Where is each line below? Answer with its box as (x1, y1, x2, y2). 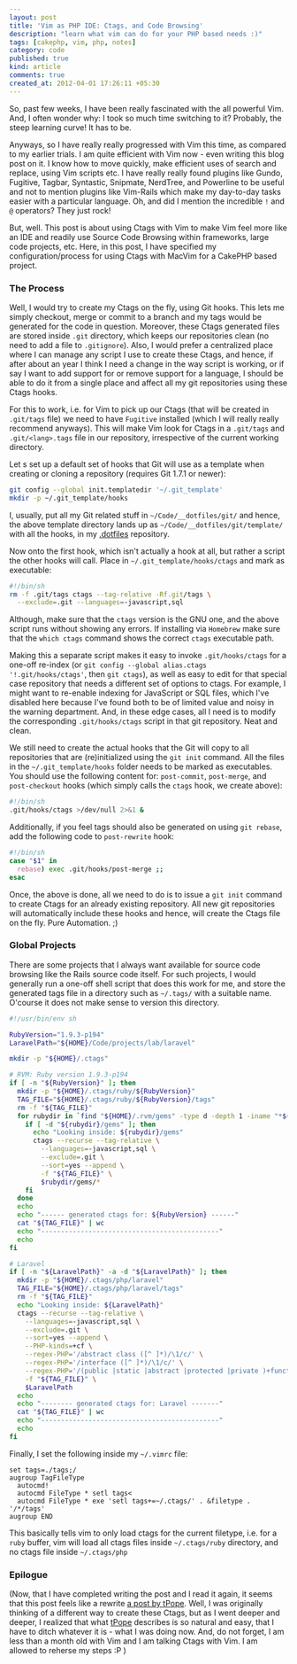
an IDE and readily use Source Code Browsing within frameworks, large (9, 231, 270, 242)
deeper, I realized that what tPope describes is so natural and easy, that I (9, 1617, 275, 1628)
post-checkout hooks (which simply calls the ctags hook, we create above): (9, 781, 283, 791)
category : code (9, 46, 65, 55)
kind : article (9, 63, 62, 72)
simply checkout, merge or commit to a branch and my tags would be (9, 311, 263, 322)
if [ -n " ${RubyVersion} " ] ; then (9, 1078, 137, 1088)
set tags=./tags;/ (9, 1466, 77, 1474)
